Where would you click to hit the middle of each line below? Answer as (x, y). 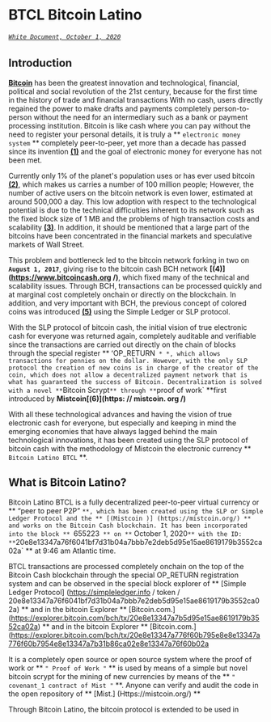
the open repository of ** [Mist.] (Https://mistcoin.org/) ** (104, 694)
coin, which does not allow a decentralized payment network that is (128, 375)
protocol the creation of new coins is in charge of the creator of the (133, 368)
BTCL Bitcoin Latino (75, 15)
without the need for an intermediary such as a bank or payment (141, 117)
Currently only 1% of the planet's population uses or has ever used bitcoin (131, 175)
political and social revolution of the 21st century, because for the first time (133, 91)
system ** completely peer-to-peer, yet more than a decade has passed (127, 142)
